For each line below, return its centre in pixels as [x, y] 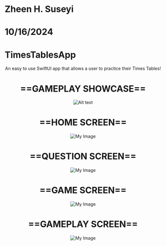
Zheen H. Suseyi [39, 9]
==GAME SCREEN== [83, 190]
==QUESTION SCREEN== [83, 157]
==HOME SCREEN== [83, 123]
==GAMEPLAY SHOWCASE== [83, 89]
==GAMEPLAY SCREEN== [83, 224]
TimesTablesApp [40, 55]
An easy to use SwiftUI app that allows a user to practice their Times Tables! [83, 69]
